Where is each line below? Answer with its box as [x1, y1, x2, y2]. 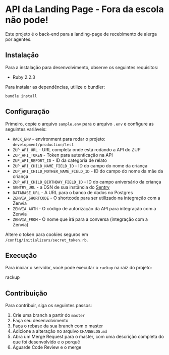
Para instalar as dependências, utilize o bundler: [5, 84, 105, 90]
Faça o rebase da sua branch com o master [12, 323, 103, 329]
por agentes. [5, 36, 32, 42]
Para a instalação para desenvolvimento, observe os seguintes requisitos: [5, 64, 158, 70]
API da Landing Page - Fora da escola [5, 4, 164, 15]
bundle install [5, 93, 37, 99]
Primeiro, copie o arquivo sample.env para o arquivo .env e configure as [5, 121, 154, 127]
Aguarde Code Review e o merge [12, 344, 82, 350]
